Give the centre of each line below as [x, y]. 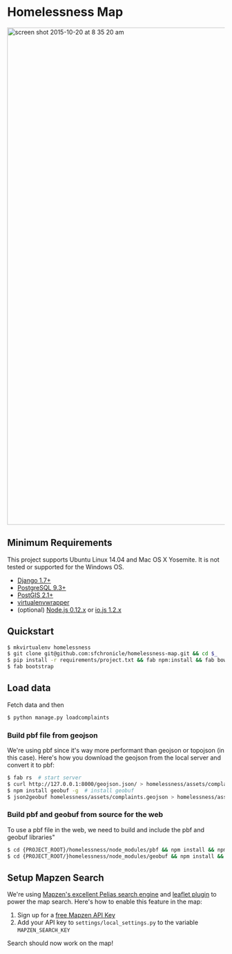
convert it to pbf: [31, 765]
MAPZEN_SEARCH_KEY [43, 930]
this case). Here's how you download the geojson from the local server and [114, 758]
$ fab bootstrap [30, 667]
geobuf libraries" [31, 837]
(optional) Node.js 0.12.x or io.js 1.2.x [69, 609]
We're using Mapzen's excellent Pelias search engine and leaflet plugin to [112, 895]
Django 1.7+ [34, 580]
